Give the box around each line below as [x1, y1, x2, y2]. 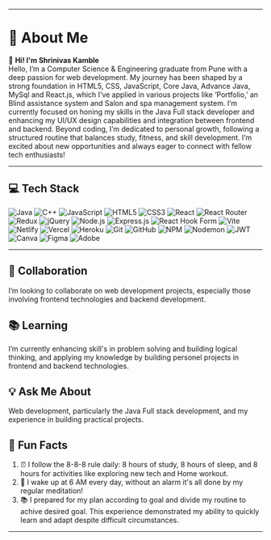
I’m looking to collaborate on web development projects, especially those [8, 285, 252, 295]
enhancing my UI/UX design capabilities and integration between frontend [8, 115, 255, 125]
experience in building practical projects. [8, 415, 144, 424]
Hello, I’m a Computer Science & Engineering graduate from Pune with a [8, 64, 248, 74]
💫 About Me [8, 29, 89, 47]
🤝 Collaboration [8, 264, 88, 278]
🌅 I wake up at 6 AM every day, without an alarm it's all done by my [19, 478, 244, 487]
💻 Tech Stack [8, 182, 80, 196]
